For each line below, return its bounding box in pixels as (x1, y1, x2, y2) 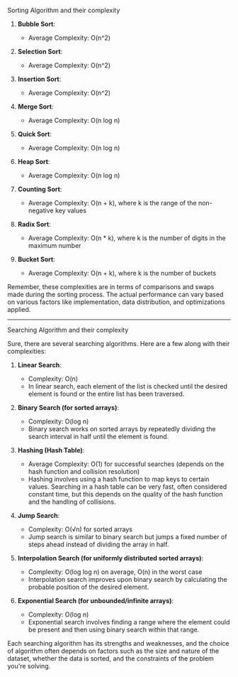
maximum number (28, 242, 81, 249)
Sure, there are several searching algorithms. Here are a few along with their (7, 340, 230, 347)
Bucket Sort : (17, 255, 55, 264)
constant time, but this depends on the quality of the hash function (28, 490, 223, 498)
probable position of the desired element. (28, 583, 149, 591)
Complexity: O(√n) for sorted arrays (28, 525, 133, 534)
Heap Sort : (17, 158, 50, 166)
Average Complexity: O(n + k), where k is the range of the (28, 199, 197, 207)
